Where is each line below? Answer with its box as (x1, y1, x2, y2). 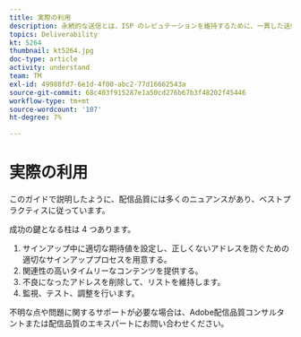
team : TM (9, 72, 42, 81)
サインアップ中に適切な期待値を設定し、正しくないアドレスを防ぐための (21, 243, 289, 254)
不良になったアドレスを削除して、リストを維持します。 (21, 277, 226, 288)
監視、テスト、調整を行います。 (21, 288, 141, 298)
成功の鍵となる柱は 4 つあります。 (9, 224, 136, 235)
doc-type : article (9, 55, 78, 64)
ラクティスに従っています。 (9, 205, 110, 216)
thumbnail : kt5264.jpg (9, 47, 94, 56)
